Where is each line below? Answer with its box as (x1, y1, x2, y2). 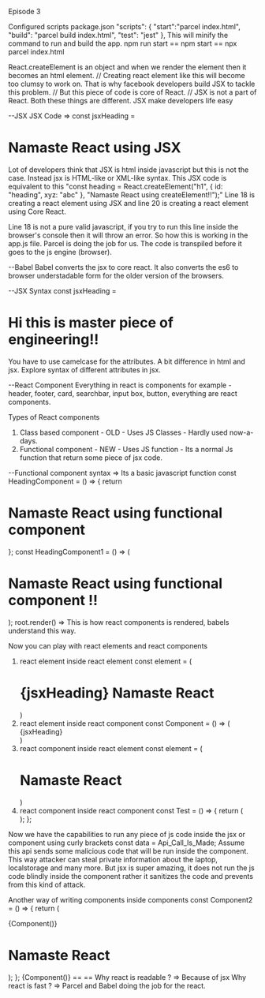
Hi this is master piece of (8, 314, 174, 332)
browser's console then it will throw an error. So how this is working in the (8, 230, 248, 240)
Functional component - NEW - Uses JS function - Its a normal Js (19, 444, 233, 454)
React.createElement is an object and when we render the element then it (8, 62, 247, 72)
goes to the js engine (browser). (8, 247, 112, 256)
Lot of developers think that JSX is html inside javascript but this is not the (8, 165, 249, 174)
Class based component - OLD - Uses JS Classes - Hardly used (19, 428, 228, 437)
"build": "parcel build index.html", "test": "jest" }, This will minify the (8, 31, 229, 39)
